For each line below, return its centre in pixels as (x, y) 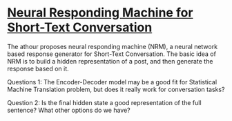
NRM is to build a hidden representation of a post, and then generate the (110, 61)
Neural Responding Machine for (100, 13)
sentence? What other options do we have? (69, 110)
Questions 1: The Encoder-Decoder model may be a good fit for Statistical (112, 82)
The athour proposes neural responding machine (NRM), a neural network (113, 46)
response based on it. (38, 68)
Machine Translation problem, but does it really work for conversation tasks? (116, 89)
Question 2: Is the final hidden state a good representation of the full (104, 102)
